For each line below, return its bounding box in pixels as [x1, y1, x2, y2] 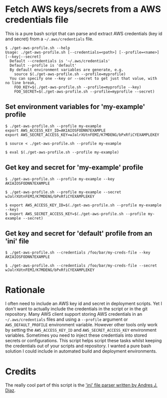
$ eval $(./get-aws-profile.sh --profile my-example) [5, 149, 120, 155]
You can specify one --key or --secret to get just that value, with [9, 76, 157, 81]
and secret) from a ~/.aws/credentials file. [5, 36, 94, 42]
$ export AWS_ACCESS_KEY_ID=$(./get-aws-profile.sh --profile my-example [5, 203, 162, 208]
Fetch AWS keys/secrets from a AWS [5, 3, 161, 15]
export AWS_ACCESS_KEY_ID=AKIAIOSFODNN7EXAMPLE [5, 128, 106, 133]
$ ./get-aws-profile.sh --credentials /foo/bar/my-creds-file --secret [5, 263, 157, 268]
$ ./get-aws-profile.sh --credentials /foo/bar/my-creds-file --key [5, 250, 151, 255]
